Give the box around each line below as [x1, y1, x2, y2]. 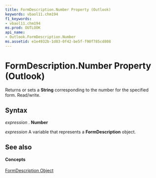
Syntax [5, 106, 28, 115]
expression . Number [5, 119, 48, 125]
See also [5, 143, 32, 151]
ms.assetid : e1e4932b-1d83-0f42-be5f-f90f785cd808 [5, 39, 111, 44]
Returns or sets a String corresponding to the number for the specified [5, 87, 149, 93]
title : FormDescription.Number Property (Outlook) [5, 7, 111, 12]
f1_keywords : [5, 16, 32, 21]
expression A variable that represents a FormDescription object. [5, 128, 136, 135]
